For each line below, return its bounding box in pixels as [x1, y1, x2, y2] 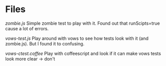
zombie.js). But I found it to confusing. [5, 40, 85, 46]
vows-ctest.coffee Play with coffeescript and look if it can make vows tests [5, 50, 161, 56]
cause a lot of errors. [5, 25, 49, 31]
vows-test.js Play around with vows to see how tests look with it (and [5, 35, 149, 41]
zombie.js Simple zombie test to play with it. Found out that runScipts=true [5, 20, 160, 26]
